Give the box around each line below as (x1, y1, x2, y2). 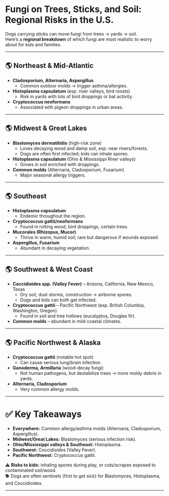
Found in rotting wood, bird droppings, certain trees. (20, 224, 129, 230)
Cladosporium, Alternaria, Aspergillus (12, 77, 94, 84)
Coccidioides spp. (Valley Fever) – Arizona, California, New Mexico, (12, 281, 154, 287)
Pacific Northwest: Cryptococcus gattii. (12, 452, 97, 458)
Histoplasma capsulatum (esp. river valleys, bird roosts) (12, 88, 130, 94)
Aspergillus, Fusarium (12, 240, 60, 246)
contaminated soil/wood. (5, 467, 57, 473)
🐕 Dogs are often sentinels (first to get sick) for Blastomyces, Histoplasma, (5, 473, 161, 479)
